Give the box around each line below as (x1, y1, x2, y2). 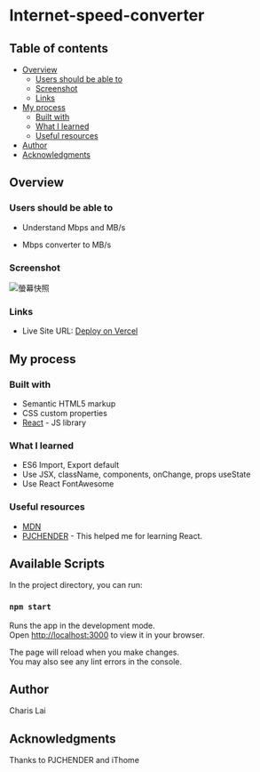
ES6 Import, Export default (21, 460, 120, 470)
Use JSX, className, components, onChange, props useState (21, 469, 251, 480)
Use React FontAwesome (21, 478, 114, 489)
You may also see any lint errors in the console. (9, 655, 182, 667)
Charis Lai (9, 705, 46, 716)
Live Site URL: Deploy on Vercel (21, 326, 138, 336)
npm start (9, 602, 51, 612)
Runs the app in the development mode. (9, 620, 155, 631)
